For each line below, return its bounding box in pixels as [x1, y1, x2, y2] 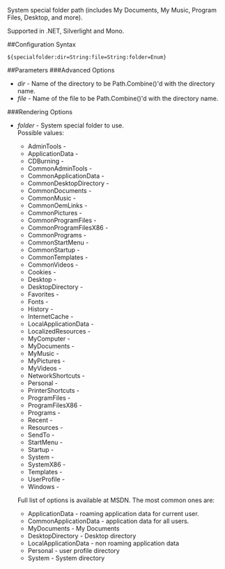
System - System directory [27, 554, 105, 562]
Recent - [27, 416, 53, 424]
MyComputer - [27, 334, 71, 343]
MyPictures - [27, 357, 65, 365]
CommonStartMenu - [27, 238, 89, 247]
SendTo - [27, 431, 55, 439]
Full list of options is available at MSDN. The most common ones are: [17, 496, 215, 504]
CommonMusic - [27, 194, 77, 202]
